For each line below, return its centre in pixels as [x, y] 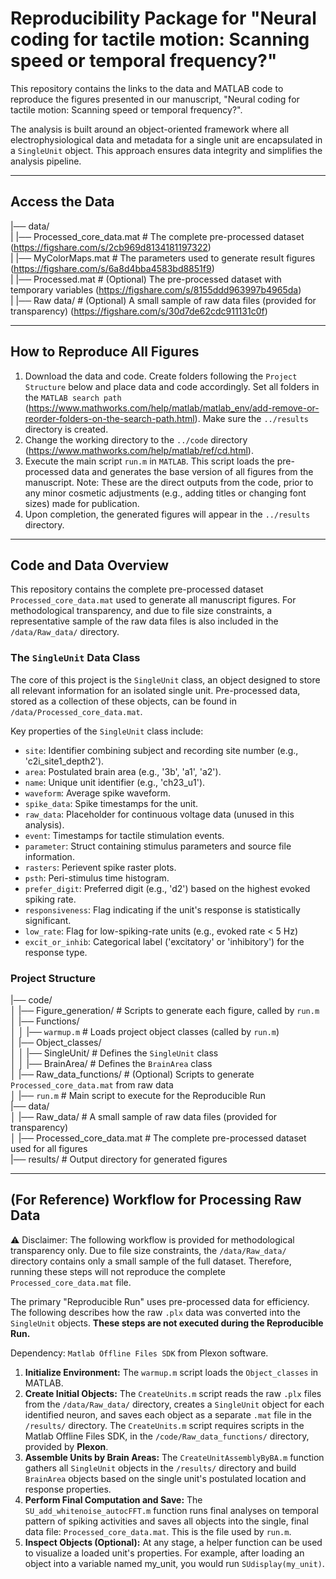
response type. [56, 952]
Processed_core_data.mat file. [71, 1282]
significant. [48, 920]
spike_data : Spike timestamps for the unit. [111, 803]
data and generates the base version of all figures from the [192, 471]
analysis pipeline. [46, 161]
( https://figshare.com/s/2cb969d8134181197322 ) [111, 247]
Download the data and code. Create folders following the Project [161, 376]
